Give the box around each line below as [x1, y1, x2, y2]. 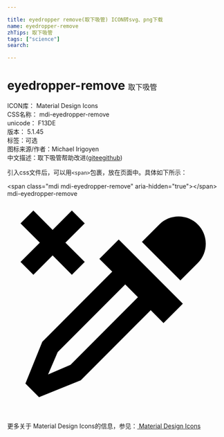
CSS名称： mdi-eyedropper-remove [7, 110, 110, 118]
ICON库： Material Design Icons [7, 102, 98, 110]
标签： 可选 [7, 136, 38, 145]
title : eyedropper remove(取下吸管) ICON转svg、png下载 [7, 16, 164, 23]
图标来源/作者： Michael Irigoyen [7, 145, 100, 153]
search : [7, 42, 30, 49]
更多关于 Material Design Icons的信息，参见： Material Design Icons [7, 422, 201, 430]
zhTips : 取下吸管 [7, 29, 53, 36]
